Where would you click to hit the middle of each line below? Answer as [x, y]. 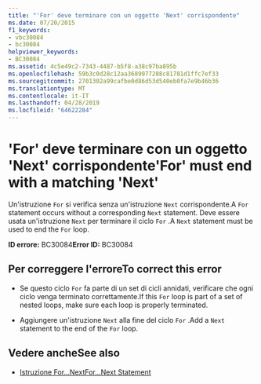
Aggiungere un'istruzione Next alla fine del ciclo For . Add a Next [122, 320]
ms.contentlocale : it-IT [49, 96]
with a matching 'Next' [83, 183]
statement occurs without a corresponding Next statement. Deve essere [124, 212]
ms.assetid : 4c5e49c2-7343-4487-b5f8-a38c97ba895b [92, 67]
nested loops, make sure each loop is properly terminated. [114, 305]
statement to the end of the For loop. [79, 328]
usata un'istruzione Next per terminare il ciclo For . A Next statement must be [130, 221]
